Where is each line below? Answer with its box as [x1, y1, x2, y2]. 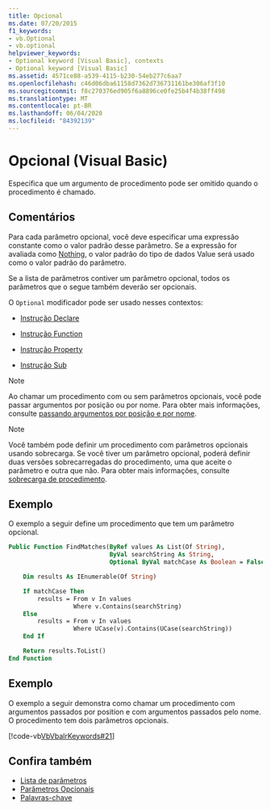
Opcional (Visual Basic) [8, 152, 168, 170]
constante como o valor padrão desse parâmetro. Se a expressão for [8, 240, 238, 250]
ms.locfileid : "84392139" [8, 117, 95, 125]
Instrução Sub [19, 360, 67, 370]
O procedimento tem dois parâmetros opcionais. [8, 716, 169, 725]
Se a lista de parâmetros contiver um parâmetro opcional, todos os [8, 273, 230, 283]
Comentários [8, 211, 76, 225]
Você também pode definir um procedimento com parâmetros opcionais [8, 439, 248, 449]
